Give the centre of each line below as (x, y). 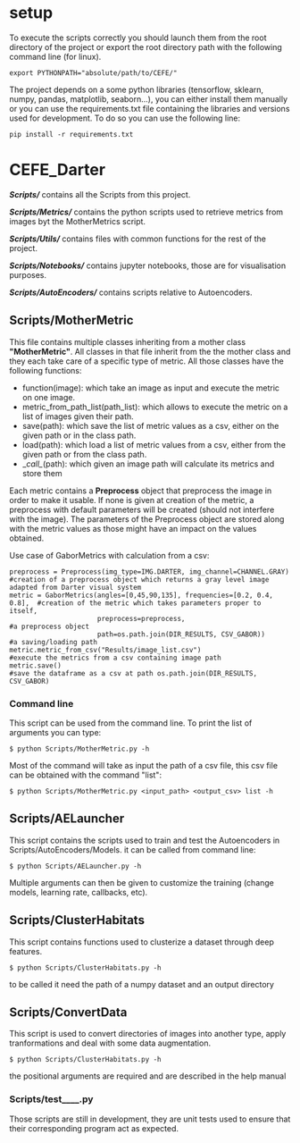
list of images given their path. (78, 416)
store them (42, 473)
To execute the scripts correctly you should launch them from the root (138, 38)
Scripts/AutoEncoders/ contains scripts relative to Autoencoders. (131, 292)
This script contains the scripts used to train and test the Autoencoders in (145, 840)
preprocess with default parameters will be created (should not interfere (142, 509)
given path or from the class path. (84, 454)
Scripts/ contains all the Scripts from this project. (100, 194)
